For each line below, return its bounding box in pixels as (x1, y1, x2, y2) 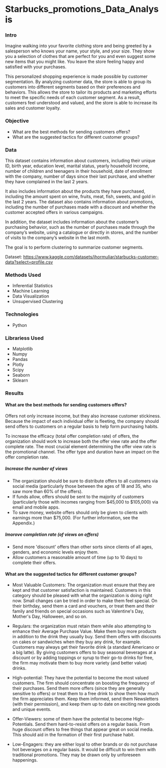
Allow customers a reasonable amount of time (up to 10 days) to (12, 555, 143, 561)
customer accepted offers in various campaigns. (5, 209, 104, 215)
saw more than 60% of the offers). (12, 489, 83, 495)
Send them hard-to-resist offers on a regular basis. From (35, 721, 150, 727)
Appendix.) (12, 520, 35, 526)
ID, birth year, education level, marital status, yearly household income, (5, 163, 150, 169)
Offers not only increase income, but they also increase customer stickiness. (5, 413, 161, 419)
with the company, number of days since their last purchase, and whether (5, 173, 156, 179)
